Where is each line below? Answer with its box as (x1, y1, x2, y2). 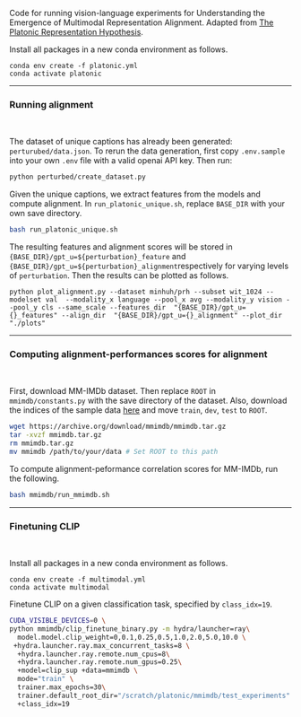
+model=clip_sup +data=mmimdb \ (17, 666, 139, 676)
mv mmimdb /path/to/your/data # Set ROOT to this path (9, 447, 219, 456)
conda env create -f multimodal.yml (9, 575, 146, 584)
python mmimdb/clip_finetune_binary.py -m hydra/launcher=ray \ (9, 624, 251, 634)
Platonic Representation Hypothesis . (9, 27, 143, 37)
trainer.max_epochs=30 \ (17, 683, 106, 692)
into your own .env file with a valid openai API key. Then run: (9, 155, 233, 166)
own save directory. (9, 208, 82, 219)
